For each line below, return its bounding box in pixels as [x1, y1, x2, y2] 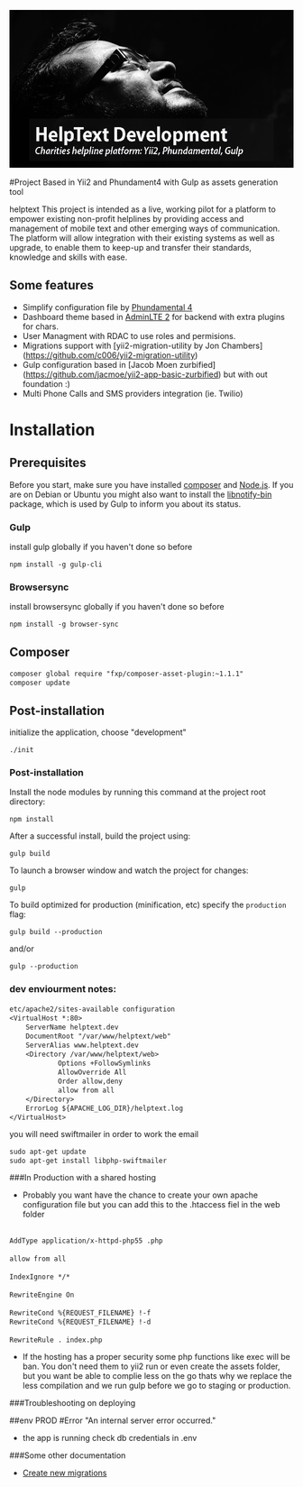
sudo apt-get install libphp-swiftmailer [9, 1156, 168, 1165]
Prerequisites [9, 455, 87, 471]
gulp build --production [9, 928, 103, 937]
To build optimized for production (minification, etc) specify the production [9, 899, 287, 911]
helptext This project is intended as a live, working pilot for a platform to [9, 204, 277, 215]
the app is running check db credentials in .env [22, 1432, 197, 1443]
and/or [9, 943, 34, 954]
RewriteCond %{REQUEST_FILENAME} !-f [9, 1308, 151, 1317]
